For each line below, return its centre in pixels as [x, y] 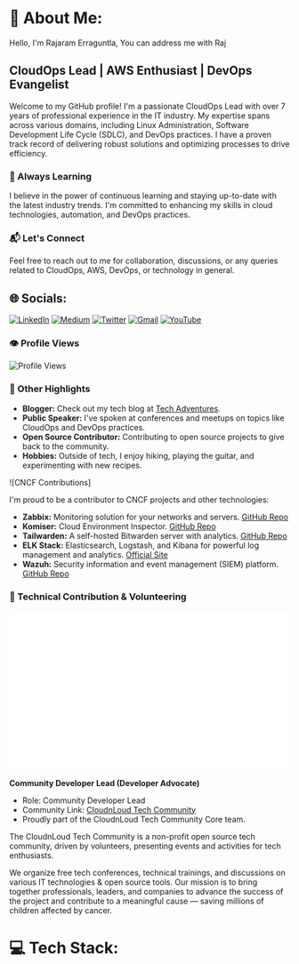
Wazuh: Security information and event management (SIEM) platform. [150, 564]
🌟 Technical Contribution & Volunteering [98, 597]
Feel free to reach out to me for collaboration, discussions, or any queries [144, 261]
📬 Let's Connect [47, 237]
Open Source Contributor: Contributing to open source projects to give [153, 437]
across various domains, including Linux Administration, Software [129, 125]
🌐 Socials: [38, 298]
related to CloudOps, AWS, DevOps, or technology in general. [122, 270]
